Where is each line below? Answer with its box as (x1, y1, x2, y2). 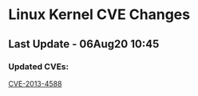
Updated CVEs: (8, 61, 69, 72)
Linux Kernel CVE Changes (8, 6, 190, 24)
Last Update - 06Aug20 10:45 (8, 37, 160, 51)
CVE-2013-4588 (8, 79, 62, 88)
